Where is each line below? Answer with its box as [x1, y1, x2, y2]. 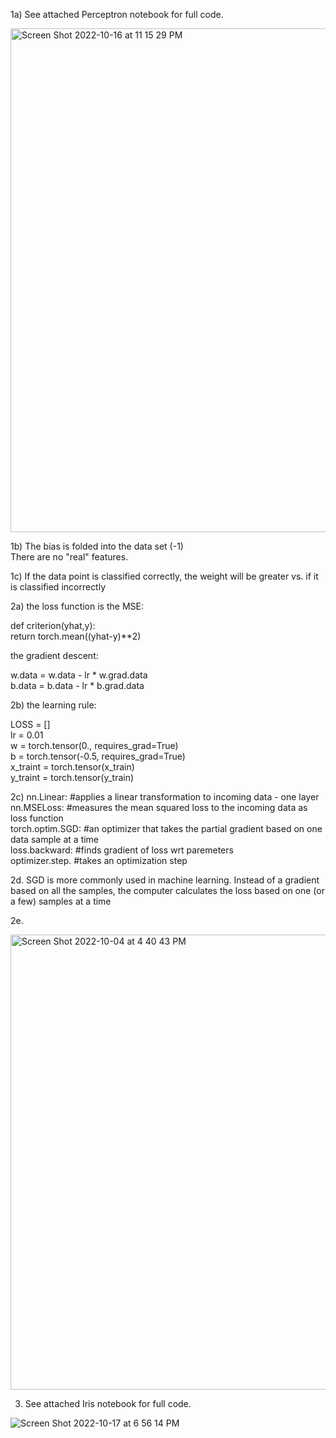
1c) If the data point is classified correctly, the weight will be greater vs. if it [10, 570, 319, 582]
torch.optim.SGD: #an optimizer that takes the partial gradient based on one [10, 823, 323, 834]
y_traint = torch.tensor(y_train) [10, 772, 135, 783]
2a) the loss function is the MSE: [10, 600, 144, 612]
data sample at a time [10, 834, 100, 845]
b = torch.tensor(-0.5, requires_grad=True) [10, 750, 186, 762]
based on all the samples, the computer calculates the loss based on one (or [10, 885, 325, 896]
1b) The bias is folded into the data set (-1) [10, 540, 184, 552]
